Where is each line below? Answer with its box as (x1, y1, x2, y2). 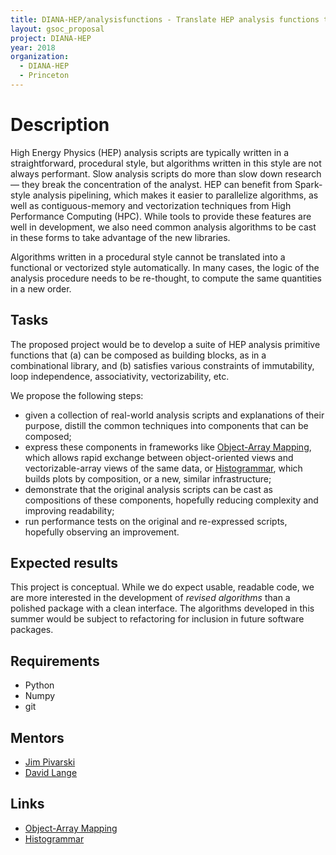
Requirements (10, 652, 100, 670)
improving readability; (24, 504, 115, 516)
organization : (10, 52, 70, 62)
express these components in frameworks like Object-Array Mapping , (24, 441, 312, 453)
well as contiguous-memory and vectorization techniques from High (10, 199, 292, 211)
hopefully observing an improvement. (24, 526, 180, 538)
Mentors (10, 729, 65, 746)
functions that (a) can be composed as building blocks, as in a (10, 349, 267, 361)
